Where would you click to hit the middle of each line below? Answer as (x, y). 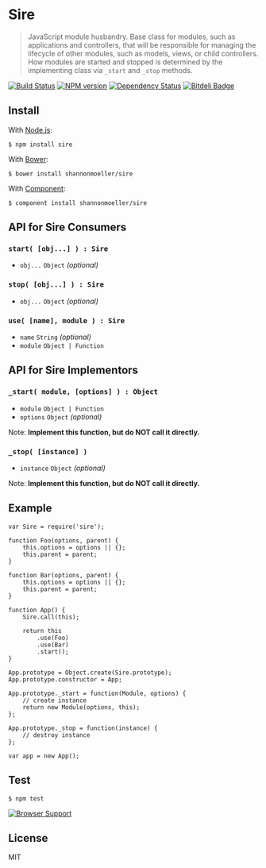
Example (30, 509)
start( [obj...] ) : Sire (58, 249)
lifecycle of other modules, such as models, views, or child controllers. (143, 53)
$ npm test (26, 799)
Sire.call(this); (51, 617)
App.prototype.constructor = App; (66, 679)
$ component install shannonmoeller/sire (78, 203)
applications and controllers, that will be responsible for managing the (142, 44)
